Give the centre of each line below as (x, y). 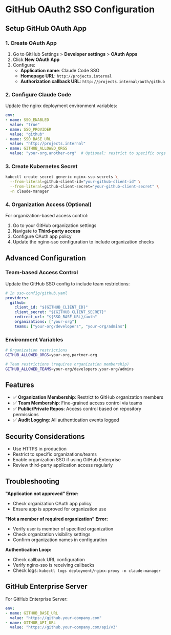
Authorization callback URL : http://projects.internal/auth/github (93, 81)
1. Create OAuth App (31, 43)
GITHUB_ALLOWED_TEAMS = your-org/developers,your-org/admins (70, 369)
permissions (26, 415)
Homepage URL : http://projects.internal (66, 76)
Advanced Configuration (46, 258)
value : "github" (27, 134)
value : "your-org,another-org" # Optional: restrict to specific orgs (88, 153)
